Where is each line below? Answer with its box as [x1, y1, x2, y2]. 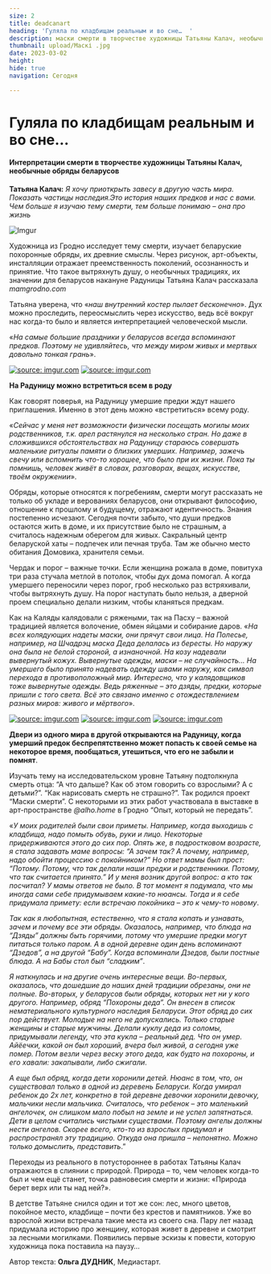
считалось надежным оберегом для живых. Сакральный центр [9, 530, 228, 540]
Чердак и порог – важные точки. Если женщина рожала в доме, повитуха [9, 563, 263, 573]
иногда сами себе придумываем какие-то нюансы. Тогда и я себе [9, 890, 240, 899]
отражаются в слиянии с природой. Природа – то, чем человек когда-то [9, 1166, 260, 1176]
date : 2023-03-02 [9, 49, 68, 57]
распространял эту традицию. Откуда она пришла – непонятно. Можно [9, 1133, 258, 1143]
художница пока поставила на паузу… [9, 1242, 140, 1251]
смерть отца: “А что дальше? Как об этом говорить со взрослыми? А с [9, 779, 253, 790]
